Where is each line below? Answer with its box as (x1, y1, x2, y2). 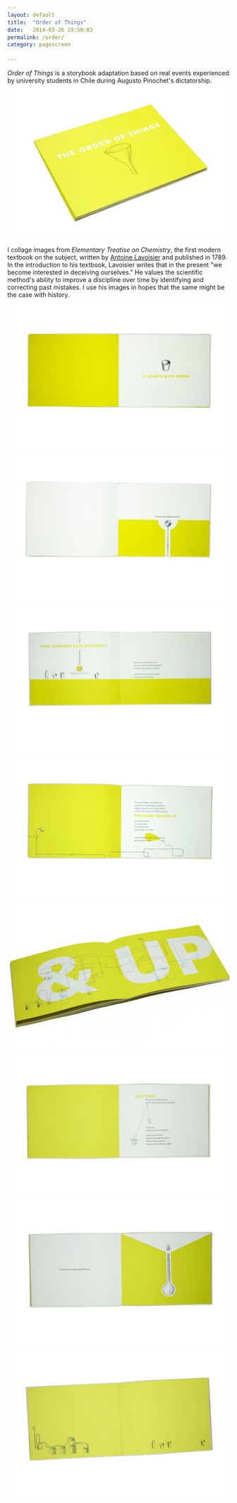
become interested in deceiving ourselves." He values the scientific (7, 268, 203, 276)
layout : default (7, 11, 55, 18)
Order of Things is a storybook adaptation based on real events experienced (7, 69, 229, 77)
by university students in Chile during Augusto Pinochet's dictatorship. (7, 76, 212, 85)
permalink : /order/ (7, 34, 65, 41)
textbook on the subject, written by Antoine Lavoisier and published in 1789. (7, 252, 228, 261)
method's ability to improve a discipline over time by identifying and (7, 275, 204, 284)
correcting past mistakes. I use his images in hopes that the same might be (7, 283, 225, 291)
